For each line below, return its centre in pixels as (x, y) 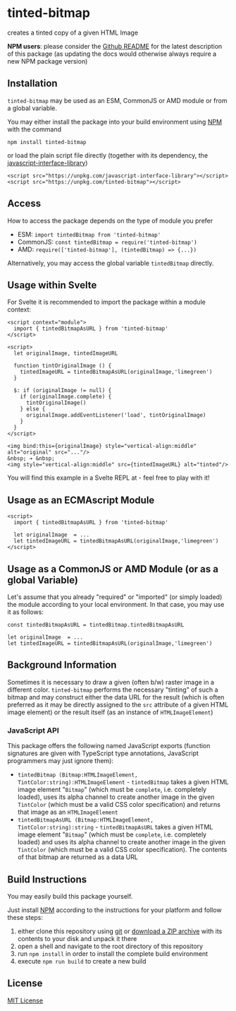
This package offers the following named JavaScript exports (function (109, 746)
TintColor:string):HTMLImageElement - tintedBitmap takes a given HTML (123, 782)
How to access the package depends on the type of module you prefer (110, 220)
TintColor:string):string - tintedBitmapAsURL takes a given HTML (115, 827)
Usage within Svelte (52, 285)
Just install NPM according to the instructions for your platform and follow (114, 910)
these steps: (25, 917)
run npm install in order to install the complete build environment (113, 953)
